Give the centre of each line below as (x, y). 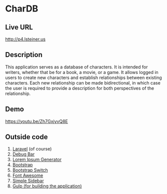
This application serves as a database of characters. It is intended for (76, 67)
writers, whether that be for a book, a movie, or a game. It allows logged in (82, 72)
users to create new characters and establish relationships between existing (84, 77)
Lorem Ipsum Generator (37, 159)
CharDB (22, 9)
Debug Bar (23, 154)
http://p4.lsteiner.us (25, 39)
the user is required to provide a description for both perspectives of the (80, 88)
